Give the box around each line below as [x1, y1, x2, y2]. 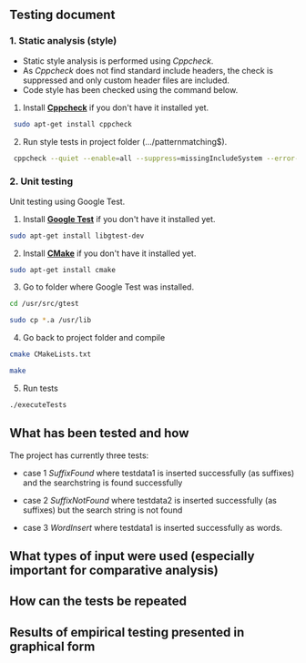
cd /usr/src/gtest [9, 300, 79, 309]
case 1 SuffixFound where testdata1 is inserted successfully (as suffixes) [22, 467, 295, 478]
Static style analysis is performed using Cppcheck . [22, 55, 214, 66]
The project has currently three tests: [9, 450, 149, 461]
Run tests [22, 382, 59, 393]
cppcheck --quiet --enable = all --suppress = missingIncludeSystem [13, 154, 262, 163]
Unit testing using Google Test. [9, 196, 126, 207]
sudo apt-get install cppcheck [13, 119, 132, 128]
